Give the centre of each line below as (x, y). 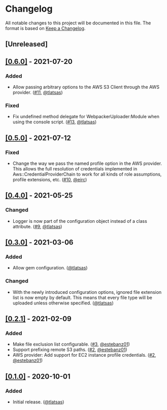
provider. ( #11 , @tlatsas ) (38, 92)
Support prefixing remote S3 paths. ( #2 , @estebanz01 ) (70, 350)
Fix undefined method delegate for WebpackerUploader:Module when (86, 117)
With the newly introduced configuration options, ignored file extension (87, 292)
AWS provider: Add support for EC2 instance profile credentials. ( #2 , (84, 355)
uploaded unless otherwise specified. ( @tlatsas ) (63, 303)
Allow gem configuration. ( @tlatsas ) (50, 268)
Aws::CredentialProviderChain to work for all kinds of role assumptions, (87, 174)
